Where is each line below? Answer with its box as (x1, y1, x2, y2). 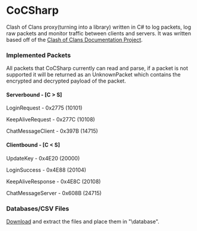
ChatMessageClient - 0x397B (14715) (6, 127, 98, 135)
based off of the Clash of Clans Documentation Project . (6, 36, 143, 43)
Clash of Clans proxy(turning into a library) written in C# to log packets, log (6, 23, 192, 31)
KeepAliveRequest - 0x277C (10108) (6, 116, 95, 123)
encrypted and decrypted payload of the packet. (6, 77, 126, 84)
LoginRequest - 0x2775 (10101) (6, 104, 83, 111)
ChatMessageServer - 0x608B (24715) (6, 189, 102, 196)
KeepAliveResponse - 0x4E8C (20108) (6, 178, 101, 185)
